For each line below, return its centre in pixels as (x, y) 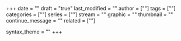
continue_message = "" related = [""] (51, 20)
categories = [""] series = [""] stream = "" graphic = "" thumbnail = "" (90, 14)
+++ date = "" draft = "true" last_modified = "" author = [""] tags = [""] (91, 8)
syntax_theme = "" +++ (34, 32)
